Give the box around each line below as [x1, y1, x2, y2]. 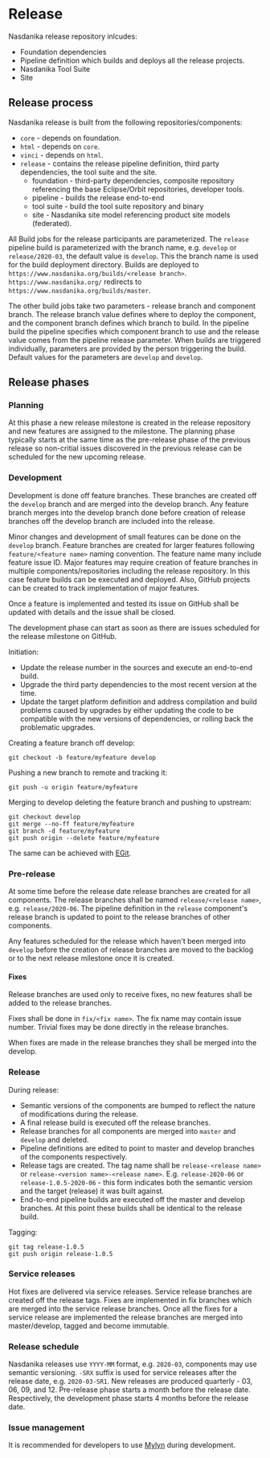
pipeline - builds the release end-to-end [31, 192, 165, 202]
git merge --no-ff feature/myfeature [8, 820, 135, 828]
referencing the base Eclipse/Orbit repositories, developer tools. [31, 184, 245, 194]
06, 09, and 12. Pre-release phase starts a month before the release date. [8, 1385, 252, 1394]
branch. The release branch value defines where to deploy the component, [8, 309, 256, 319]
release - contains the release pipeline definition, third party [19, 159, 219, 168]
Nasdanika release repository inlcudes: [8, 31, 138, 41]
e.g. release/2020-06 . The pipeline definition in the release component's [8, 904, 248, 913]
